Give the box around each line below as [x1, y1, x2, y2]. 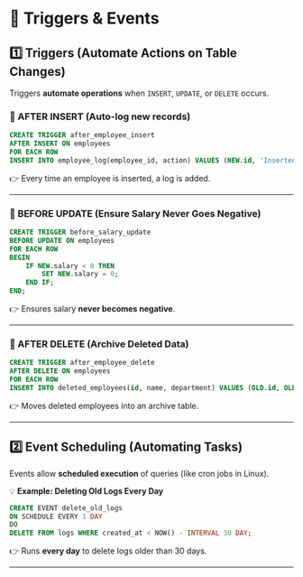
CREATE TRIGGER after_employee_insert [9, 131, 155, 140]
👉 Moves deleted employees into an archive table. [9, 400, 199, 411]
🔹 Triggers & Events [9, 8, 160, 29]
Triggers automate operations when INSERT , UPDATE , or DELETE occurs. [9, 88, 270, 98]
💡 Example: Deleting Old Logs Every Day [9, 485, 164, 496]
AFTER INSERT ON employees [9, 139, 111, 148]
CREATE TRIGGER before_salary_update [9, 228, 151, 237]
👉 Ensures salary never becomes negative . [9, 303, 176, 314]
